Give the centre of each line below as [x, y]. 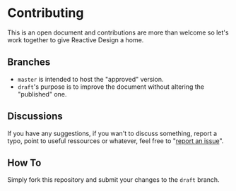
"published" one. [42, 94]
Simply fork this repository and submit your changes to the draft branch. [114, 180]
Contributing [46, 13]
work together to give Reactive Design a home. [76, 39]
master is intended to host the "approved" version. [90, 79]
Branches [29, 62]
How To [24, 162]
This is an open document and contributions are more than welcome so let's [118, 32]
